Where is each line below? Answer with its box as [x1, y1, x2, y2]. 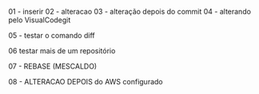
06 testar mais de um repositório [8, 46, 116, 55]
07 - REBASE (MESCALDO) [8, 61, 98, 71]
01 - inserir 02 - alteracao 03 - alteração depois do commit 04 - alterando [8, 7, 252, 16]
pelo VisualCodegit [8, 15, 71, 25]
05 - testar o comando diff [8, 31, 95, 40]
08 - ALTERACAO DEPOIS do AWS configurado [8, 77, 163, 86]
